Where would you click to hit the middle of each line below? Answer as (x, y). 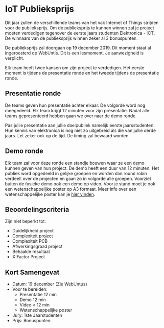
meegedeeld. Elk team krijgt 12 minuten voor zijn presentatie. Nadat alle (77, 110)
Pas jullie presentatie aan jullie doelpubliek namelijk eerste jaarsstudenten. (80, 125)
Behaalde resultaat (31, 252)
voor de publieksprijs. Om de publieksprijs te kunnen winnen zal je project (80, 27)
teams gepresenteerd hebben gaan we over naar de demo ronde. (71, 116)
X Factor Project (28, 257)
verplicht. (15, 58)
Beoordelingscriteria (37, 209)
